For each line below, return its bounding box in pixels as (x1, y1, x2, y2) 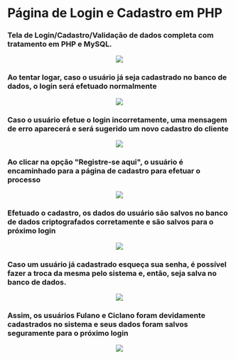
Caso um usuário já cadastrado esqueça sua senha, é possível (7, 259, 227, 269)
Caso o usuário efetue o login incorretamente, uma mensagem (7, 115, 227, 125)
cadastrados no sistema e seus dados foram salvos (7, 319, 188, 329)
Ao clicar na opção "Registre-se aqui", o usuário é (7, 158, 183, 167)
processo (7, 175, 41, 184)
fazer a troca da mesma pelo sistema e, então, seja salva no (7, 268, 217, 278)
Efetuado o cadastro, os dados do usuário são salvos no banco (7, 208, 228, 218)
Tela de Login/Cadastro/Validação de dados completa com (7, 31, 214, 40)
